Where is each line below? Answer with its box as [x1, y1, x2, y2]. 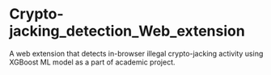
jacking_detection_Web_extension [9, 22, 245, 40]
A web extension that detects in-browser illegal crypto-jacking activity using [9, 48, 264, 58]
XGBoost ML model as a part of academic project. [9, 57, 176, 67]
